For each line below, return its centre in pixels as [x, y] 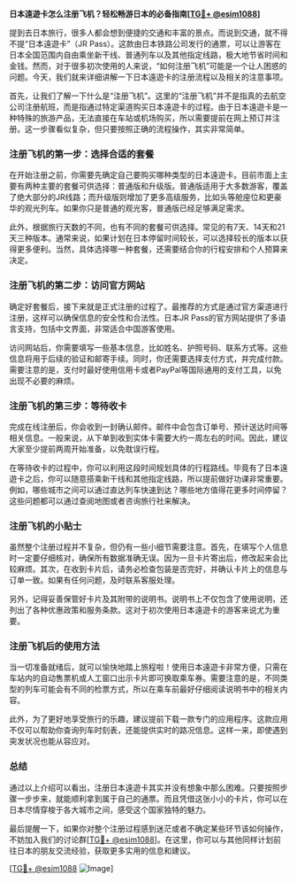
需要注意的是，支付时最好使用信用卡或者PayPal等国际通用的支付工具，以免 [145, 369]
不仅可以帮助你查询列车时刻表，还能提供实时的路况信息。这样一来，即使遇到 [148, 731]
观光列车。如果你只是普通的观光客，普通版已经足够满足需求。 [137, 208]
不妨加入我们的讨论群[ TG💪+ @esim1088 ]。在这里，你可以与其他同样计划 [141, 839]
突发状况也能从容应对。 [52, 741]
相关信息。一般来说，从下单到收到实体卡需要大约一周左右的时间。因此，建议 [148, 437]
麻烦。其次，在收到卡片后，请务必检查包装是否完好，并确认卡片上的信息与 [152, 569]
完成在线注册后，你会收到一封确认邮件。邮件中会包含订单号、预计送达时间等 [148, 426]
